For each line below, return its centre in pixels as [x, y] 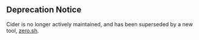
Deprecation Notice [44, 10]
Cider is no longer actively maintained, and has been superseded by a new [99, 24]
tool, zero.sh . [23, 30]
